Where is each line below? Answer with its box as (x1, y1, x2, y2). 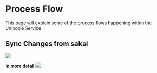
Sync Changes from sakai (5, 40, 88, 48)
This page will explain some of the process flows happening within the (5, 20, 152, 26)
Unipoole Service (5, 25, 42, 31)
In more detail (5, 63, 35, 69)
